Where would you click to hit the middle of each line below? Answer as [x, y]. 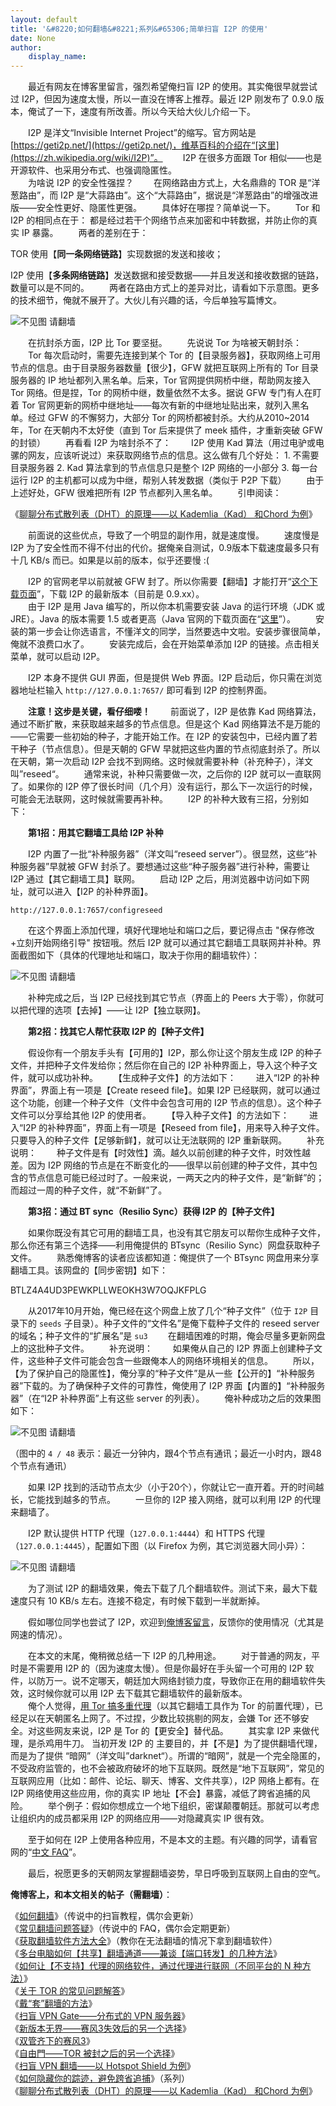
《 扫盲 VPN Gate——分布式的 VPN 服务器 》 [100, 2016]
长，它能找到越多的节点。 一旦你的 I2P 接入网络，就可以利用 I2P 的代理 [166, 1500]
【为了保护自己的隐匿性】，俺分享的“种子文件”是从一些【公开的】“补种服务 [163, 1373]
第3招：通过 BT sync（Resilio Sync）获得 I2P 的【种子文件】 [154, 1212]
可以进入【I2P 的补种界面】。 [95, 892]
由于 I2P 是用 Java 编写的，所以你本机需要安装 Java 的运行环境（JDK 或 [176, 607]
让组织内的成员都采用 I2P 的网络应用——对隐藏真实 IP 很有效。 [140, 1818]
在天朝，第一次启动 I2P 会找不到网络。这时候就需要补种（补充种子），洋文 [162, 762]
